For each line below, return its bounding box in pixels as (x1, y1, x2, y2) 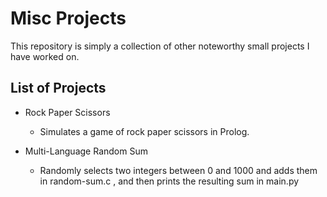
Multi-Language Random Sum (24, 145, 148, 157)
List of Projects (10, 80, 107, 97)
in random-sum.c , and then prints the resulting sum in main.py (39, 175, 300, 187)
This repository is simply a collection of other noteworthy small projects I (10, 40, 310, 52)
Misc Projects (10, 7, 127, 30)
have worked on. (10, 50, 80, 62)
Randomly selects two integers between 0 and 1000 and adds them (39, 164, 318, 176)
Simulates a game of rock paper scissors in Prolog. (39, 125, 250, 137)
